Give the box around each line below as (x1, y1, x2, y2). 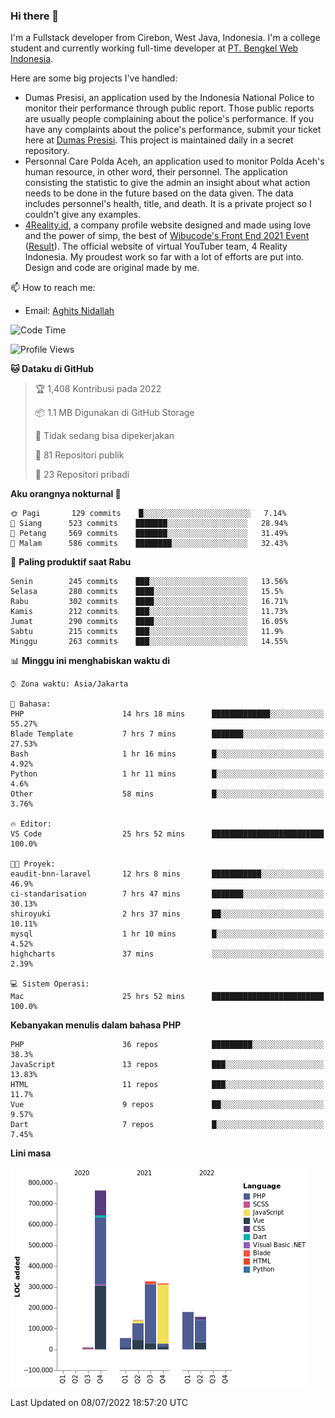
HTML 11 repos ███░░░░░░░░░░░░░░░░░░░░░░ (10, 1080, 325, 1090)
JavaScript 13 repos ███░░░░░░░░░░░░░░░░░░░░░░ (10, 1060, 325, 1070)
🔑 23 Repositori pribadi (34, 469, 130, 481)
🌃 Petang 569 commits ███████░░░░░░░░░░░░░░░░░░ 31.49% (10, 529, 288, 539)
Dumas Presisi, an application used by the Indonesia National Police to (24, 92, 315, 104)
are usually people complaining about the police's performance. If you (24, 113, 315, 125)
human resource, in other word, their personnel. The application (24, 166, 288, 178)
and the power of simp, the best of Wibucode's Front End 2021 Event (24, 230, 310, 242)
